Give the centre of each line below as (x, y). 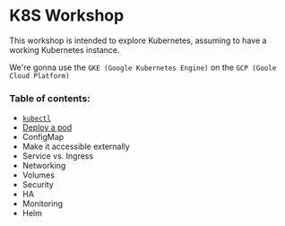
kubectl (36, 119)
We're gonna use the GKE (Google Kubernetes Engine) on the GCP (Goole (143, 67)
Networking (44, 166)
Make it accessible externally (76, 147)
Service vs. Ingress (58, 156)
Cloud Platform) (39, 76)
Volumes (39, 175)
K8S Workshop (67, 16)
